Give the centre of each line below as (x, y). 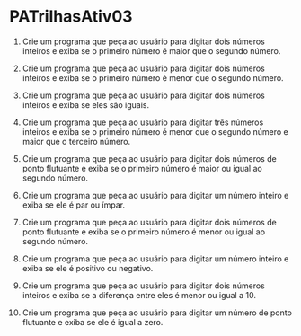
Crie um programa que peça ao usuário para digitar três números (143, 122)
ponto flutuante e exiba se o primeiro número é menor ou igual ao (144, 232)
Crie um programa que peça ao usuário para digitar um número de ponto (157, 313)
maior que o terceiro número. (76, 141)
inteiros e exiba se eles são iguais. (86, 104)
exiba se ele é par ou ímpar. (74, 205)
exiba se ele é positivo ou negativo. (88, 268)
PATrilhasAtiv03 (71, 17)
